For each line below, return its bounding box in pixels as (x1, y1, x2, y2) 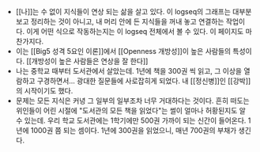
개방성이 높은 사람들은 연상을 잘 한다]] (31, 56, 149, 66)
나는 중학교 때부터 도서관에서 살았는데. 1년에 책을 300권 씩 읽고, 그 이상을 (15, 66, 243, 75)
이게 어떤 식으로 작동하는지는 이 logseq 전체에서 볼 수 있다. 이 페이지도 (26, 27, 244, 36)
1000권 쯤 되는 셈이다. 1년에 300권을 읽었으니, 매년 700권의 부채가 (30, 126, 237, 135)
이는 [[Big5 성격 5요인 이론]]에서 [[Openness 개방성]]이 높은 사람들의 (15, 47, 232, 55)
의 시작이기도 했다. (15, 86, 73, 95)
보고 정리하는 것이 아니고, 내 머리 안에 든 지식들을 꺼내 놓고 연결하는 (15, 17, 224, 26)
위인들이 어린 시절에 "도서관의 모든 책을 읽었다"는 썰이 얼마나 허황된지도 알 (15, 106, 247, 115)
